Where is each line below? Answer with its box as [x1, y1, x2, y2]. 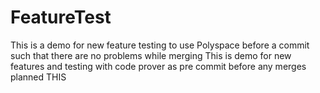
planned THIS [10, 71, 67, 83]
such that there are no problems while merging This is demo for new [10, 49, 292, 61]
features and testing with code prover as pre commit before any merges [10, 60, 307, 72]
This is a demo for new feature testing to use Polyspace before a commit [10, 39, 310, 51]
